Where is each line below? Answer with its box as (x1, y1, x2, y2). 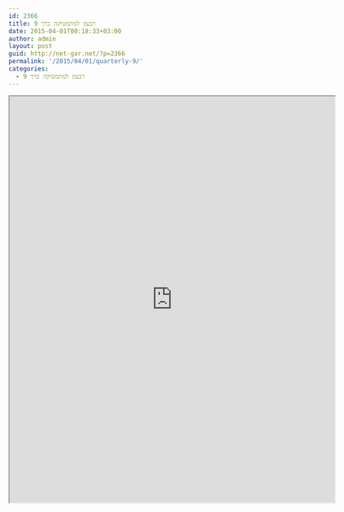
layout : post (8, 42, 53, 50)
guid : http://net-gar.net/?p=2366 (8, 50, 126, 58)
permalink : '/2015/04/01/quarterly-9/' (8, 58, 144, 66)
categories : (8, 65, 49, 73)
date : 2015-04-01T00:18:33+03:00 (8, 27, 122, 35)
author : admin (8, 34, 57, 43)
